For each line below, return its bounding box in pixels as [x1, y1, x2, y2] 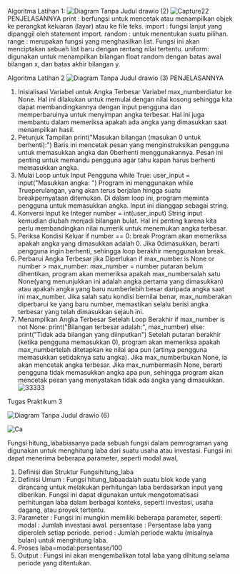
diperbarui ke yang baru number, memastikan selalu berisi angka [17, 300, 209, 308]
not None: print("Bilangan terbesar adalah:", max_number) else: [17, 323, 205, 331]
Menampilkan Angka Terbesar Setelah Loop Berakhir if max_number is [17, 315, 226, 323]
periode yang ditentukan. [17, 559, 92, 567]
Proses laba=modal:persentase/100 [17, 543, 123, 552]
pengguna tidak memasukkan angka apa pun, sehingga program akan [17, 368, 224, 376]
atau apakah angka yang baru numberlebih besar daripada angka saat [17, 285, 225, 293]
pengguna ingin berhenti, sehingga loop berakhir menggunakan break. [17, 247, 226, 255]
